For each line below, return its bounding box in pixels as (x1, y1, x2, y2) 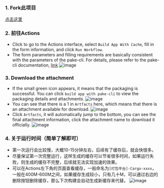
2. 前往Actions (5, 30, 40, 37)
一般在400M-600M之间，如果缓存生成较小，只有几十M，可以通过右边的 (12, 171, 158, 177)
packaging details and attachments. (12, 95, 85, 101)
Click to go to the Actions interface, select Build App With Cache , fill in (12, 41, 154, 47)
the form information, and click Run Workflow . (12, 47, 103, 52)
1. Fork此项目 (5, 4, 36, 11)
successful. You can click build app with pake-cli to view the (12, 91, 139, 96)
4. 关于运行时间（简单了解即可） (5, 135, 82, 141)
